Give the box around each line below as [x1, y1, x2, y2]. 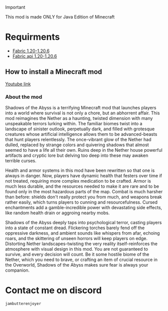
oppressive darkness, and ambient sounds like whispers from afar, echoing [5, 230, 160, 236]
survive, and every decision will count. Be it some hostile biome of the [5, 252, 149, 258]
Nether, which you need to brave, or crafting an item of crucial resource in [5, 257, 157, 263]
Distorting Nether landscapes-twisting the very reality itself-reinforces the [5, 241, 157, 247]
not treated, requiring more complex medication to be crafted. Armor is [5, 178, 151, 184]
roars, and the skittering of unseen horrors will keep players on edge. [5, 236, 147, 242]
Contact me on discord [5, 285, 102, 296]
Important [5, 4, 25, 10]
